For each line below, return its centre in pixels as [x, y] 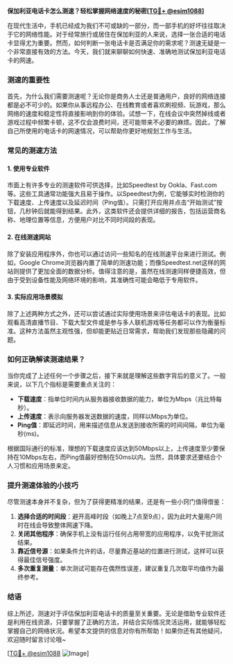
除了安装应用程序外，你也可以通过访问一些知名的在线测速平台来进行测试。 [113, 254]
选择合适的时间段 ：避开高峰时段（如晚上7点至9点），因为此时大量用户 [116, 516]
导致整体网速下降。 [69, 525]
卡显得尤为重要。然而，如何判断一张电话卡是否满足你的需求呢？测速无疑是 [113, 43]
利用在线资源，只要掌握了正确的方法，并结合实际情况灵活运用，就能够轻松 [119, 622]
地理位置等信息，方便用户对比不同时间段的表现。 [89, 220]
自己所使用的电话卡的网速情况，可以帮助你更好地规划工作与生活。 [101, 131]
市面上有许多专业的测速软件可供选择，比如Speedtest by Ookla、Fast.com [112, 185]
